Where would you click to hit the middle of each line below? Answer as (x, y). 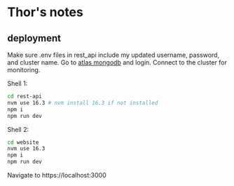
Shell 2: (18, 129)
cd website (23, 142)
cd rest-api (25, 96)
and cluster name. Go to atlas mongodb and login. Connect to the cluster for (117, 62)
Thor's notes (46, 12)
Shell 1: (18, 84)
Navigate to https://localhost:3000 (57, 175)
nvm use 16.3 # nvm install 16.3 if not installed (83, 102)
